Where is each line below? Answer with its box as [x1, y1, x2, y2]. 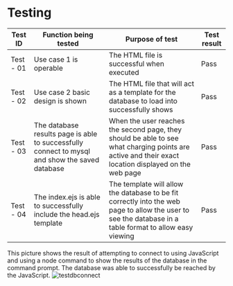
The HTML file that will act [108, 78, 194, 88]
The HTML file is [108, 50, 163, 60]
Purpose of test [125, 34, 178, 44]
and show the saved [33, 154, 99, 164]
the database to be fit [108, 188, 179, 197]
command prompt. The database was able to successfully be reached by [7, 263, 216, 271]
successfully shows [108, 105, 173, 114]
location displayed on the [108, 159, 191, 169]
